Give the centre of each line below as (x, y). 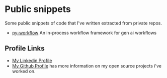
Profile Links (25, 48)
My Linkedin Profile (32, 60)
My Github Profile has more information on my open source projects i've (87, 65)
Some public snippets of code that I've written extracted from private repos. (83, 23)
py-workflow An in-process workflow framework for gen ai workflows (84, 32)
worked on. (24, 71)
